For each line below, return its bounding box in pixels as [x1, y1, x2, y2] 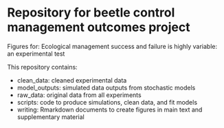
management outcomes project [7, 19, 190, 35]
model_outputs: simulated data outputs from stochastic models [16, 83, 196, 92]
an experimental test [7, 50, 65, 58]
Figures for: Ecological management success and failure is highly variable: [7, 42, 218, 50]
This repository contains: [7, 63, 78, 71]
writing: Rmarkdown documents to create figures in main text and [16, 105, 203, 114]
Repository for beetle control [7, 5, 175, 21]
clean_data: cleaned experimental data [16, 76, 127, 84]
